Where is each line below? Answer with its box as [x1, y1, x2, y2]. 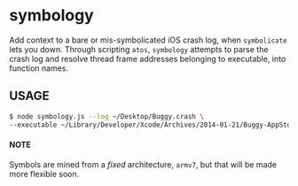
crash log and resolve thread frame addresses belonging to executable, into [9, 53, 286, 64]
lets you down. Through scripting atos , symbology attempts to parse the [9, 43, 269, 54]
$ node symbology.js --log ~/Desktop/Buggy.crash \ [9, 112, 204, 120]
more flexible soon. [9, 168, 80, 179]
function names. [9, 63, 69, 74]
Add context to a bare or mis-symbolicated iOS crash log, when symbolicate [9, 35, 287, 45]
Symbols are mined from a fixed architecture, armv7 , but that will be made [9, 159, 278, 169]
